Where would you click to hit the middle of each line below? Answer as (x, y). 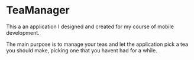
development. (23, 32)
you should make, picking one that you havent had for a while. (82, 50)
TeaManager (38, 10)
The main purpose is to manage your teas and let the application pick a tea (97, 44)
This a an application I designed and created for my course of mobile (90, 26)
